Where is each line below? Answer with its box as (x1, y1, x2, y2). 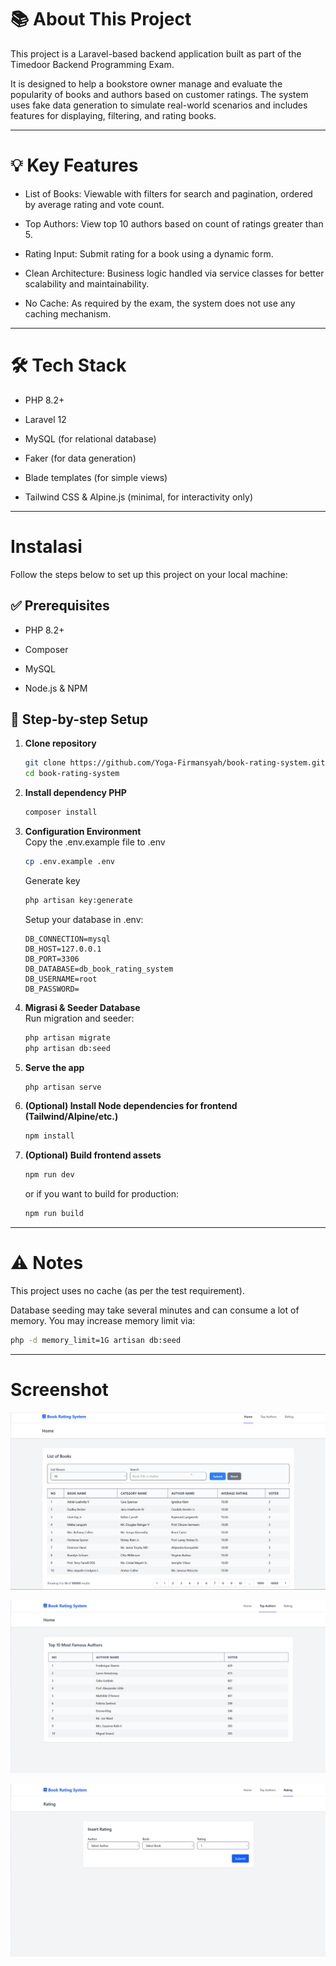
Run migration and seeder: (24, 1012, 135, 1024)
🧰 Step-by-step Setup (10, 711, 149, 728)
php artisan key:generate (24, 895, 133, 905)
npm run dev (24, 1170, 75, 1180)
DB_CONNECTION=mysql (24, 934, 111, 944)
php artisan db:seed (24, 1043, 111, 1053)
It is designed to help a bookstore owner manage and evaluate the (10, 77, 283, 90)
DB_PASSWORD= (24, 984, 80, 994)
